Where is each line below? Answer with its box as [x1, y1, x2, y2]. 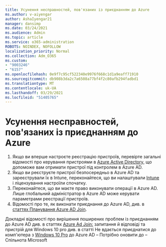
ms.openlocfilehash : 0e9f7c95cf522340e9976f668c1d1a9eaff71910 [5, 72, 139, 77]
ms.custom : [5, 58, 28, 63]
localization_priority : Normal [5, 49, 70, 54]
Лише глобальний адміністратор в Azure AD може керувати [12, 190, 140, 196]
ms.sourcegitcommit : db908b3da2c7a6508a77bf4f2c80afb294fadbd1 [5, 76, 139, 81]
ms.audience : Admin [5, 30, 46, 35]
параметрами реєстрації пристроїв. [12, 196, 89, 202]
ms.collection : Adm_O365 [5, 53, 56, 59]
